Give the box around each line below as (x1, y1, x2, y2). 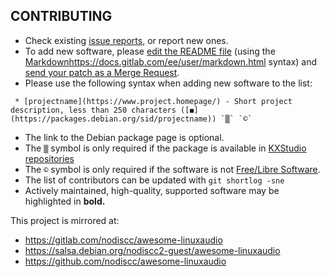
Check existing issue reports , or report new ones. (24, 34, 229, 46)
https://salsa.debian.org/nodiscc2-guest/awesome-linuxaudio (24, 244, 281, 256)
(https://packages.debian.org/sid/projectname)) (10, 114, 217, 124)
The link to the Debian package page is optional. (24, 131, 225, 143)
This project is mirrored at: (10, 214, 120, 226)
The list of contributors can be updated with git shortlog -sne (24, 174, 285, 186)
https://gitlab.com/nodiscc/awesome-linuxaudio (24, 234, 223, 246)
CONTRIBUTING (10, 8, 113, 25)
